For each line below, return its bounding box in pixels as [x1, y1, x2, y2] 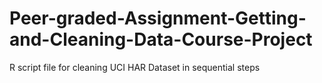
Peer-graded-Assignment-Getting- [9, 7, 307, 30]
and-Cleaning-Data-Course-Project [9, 28, 313, 51]
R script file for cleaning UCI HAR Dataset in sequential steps [9, 61, 261, 73]
